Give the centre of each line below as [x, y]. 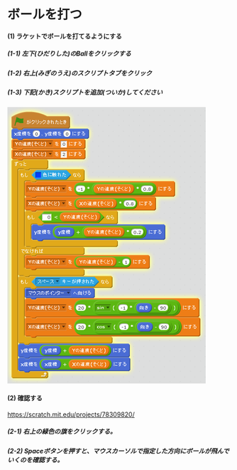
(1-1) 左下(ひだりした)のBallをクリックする [69, 53]
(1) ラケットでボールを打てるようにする [65, 36]
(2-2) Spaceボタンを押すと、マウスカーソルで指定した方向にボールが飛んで [118, 451]
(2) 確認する [25, 398]
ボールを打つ [45, 15]
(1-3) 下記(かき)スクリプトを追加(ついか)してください [85, 93]
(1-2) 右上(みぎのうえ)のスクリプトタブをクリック [80, 73]
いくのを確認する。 [35, 459]
